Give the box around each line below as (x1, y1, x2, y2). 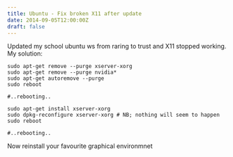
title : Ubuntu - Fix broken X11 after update (7, 10, 142, 17)
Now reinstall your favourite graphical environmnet (7, 142, 153, 150)
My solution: (7, 49, 43, 58)
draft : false (7, 23, 45, 30)
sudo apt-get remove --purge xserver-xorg (7, 63, 133, 70)
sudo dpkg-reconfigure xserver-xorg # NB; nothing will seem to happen (7, 112, 220, 119)
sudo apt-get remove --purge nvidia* (7, 69, 117, 76)
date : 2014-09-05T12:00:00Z (7, 17, 89, 24)
